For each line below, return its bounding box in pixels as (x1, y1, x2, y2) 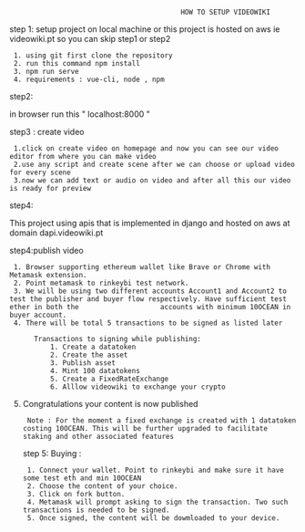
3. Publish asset (49, 359, 117, 368)
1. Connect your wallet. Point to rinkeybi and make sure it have (26, 465, 284, 475)
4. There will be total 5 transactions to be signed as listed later (13, 318, 283, 328)
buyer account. (9, 310, 67, 319)
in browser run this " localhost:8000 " (9, 109, 150, 120)
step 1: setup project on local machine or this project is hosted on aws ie (9, 24, 280, 35)
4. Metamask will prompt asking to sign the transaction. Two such (26, 497, 289, 506)
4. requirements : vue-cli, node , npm (13, 75, 166, 84)
